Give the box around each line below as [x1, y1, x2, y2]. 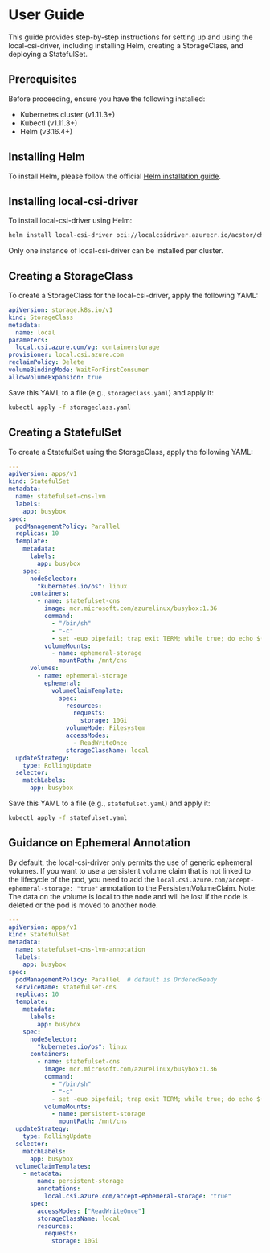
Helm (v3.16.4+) [19, 126, 73, 136]
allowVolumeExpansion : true [8, 373, 103, 381]
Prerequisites [8, 72, 77, 86]
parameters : [8, 336, 48, 344]
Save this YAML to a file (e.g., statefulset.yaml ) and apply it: [8, 798, 211, 808]
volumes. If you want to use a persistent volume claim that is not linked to [8, 866, 252, 875]
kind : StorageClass [8, 313, 74, 321]
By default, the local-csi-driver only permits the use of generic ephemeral [8, 858, 252, 867]
